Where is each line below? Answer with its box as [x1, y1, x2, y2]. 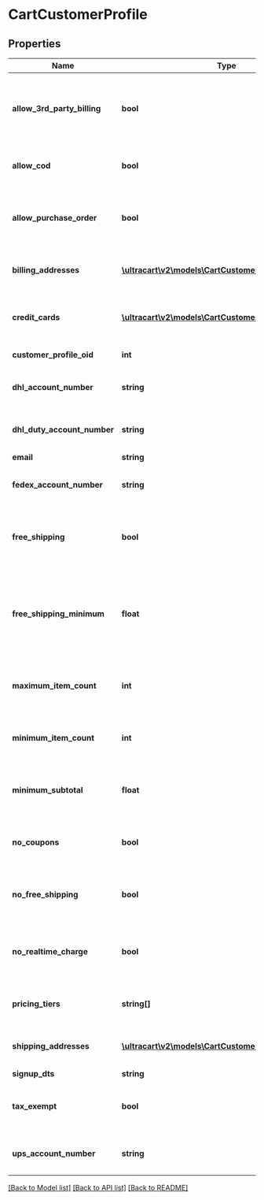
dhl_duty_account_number [12, 424, 115, 435]
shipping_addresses [12, 1041, 90, 1051]
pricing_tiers [12, 998, 60, 1009]
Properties [8, 37, 61, 50]
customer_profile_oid [12, 349, 94, 360]
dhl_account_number [12, 382, 93, 392]
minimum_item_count [12, 733, 95, 743]
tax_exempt [12, 1101, 57, 1112]
